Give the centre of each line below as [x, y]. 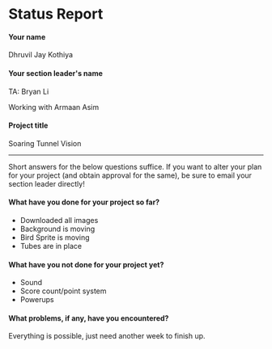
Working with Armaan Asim [54, 107]
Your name [27, 36]
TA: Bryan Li [29, 91]
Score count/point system [63, 291]
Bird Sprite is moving [55, 238]
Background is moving [57, 229]
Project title [28, 125]
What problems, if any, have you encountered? [89, 318]
